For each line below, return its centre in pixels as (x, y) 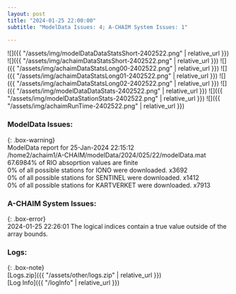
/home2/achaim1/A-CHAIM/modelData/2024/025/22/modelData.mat (107, 155)
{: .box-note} (26, 268)
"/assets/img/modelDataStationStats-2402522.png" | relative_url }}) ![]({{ (114, 98)
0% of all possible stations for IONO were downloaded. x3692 (98, 170)
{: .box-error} (26, 219)
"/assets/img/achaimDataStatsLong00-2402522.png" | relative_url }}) (118, 69)
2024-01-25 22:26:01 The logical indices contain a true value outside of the (117, 226)
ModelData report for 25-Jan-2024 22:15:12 (71, 147)
